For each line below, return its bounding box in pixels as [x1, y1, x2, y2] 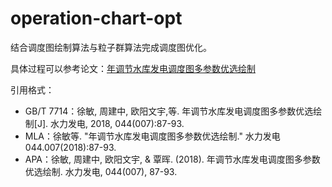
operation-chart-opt [10, 7, 183, 30]
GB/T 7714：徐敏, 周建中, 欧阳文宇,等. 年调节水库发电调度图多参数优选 [24, 105, 314, 117]
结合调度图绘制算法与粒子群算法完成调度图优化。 [10, 41, 212, 53]
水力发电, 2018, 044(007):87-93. [49, 117, 185, 129]
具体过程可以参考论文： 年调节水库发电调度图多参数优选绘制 [10, 62, 256, 74]
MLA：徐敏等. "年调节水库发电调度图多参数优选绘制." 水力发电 [24, 130, 281, 142]
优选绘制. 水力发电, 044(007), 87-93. [24, 165, 178, 177]
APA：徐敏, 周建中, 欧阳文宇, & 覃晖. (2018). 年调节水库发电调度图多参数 [24, 153, 321, 165]
